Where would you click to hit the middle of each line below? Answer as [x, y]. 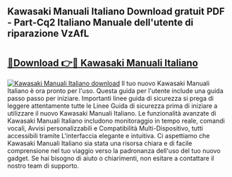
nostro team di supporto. [43, 166]
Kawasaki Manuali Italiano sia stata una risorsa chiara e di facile [100, 143]
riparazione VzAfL [48, 33]
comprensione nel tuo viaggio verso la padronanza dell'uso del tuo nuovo [114, 151]
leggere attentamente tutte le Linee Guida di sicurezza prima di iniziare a [112, 106]
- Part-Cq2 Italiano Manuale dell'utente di [100, 23]
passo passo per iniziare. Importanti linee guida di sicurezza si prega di [110, 98]
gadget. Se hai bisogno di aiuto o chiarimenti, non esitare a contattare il [111, 158]
